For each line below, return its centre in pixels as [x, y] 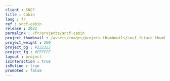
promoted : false [24, 71]
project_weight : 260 [28, 43]
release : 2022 [21, 29]
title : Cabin [20, 15]
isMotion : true [22, 66]
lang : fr [16, 19]
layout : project [24, 57]
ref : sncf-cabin [24, 24]
